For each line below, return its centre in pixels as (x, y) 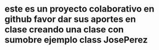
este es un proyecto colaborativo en (79, 9)
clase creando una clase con (64, 30)
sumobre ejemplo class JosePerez (76, 40)
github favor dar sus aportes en (70, 19)
